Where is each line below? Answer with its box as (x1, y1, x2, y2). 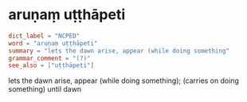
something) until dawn (8, 84, 82, 94)
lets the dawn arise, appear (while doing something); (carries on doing (8, 76, 239, 85)
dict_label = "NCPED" (8, 32, 80, 40)
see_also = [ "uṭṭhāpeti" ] (8, 61, 94, 69)
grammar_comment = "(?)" (8, 54, 91, 62)
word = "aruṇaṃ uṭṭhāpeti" (8, 39, 98, 47)
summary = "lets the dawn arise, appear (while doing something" (8, 46, 229, 55)
